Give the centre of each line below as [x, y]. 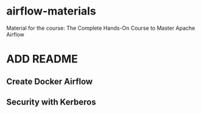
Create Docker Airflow [50, 81]
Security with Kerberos [51, 102]
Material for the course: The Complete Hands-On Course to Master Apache [101, 28]
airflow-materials [51, 11]
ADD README [42, 59]
